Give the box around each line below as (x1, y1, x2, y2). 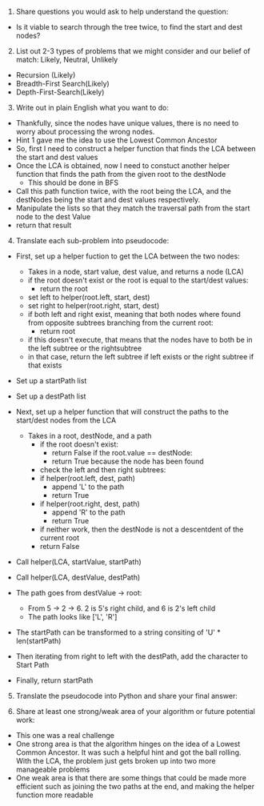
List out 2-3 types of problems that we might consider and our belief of (15, 46, 250, 55)
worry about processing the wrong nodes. (15, 127, 155, 136)
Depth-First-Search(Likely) (15, 87, 105, 97)
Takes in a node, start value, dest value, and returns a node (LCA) (27, 267, 244, 276)
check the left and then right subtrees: (39, 465, 166, 475)
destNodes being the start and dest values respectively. (15, 195, 201, 204)
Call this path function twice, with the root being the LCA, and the (15, 186, 232, 195)
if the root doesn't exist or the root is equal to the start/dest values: (27, 275, 249, 285)
